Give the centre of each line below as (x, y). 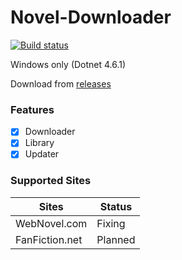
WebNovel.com (51, 223)
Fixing (111, 223)
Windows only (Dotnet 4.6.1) (68, 64)
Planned (116, 239)
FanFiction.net (49, 239)
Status (116, 206)
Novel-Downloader (91, 17)
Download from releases (61, 83)
